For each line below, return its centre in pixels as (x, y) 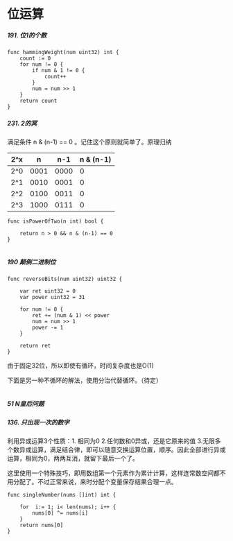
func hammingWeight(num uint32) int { (63, 53)
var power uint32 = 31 (52, 298)
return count (38, 101)
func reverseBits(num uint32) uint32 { (65, 279)
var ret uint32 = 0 (48, 291)
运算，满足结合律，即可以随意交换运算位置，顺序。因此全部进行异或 (128, 450)
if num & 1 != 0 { (59, 71)
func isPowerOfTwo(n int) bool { (55, 222)
